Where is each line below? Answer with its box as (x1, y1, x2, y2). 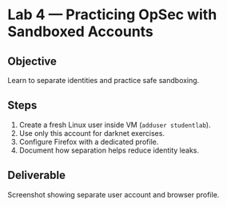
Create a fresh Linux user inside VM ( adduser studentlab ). (18, 120, 211, 129)
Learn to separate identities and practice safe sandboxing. (7, 76, 200, 85)
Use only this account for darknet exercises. (18, 128, 165, 137)
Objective (7, 54, 58, 68)
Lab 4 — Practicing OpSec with (7, 6, 217, 24)
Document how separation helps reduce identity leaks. (18, 145, 199, 155)
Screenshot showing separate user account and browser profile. (7, 189, 220, 199)
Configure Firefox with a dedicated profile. (18, 137, 159, 146)
